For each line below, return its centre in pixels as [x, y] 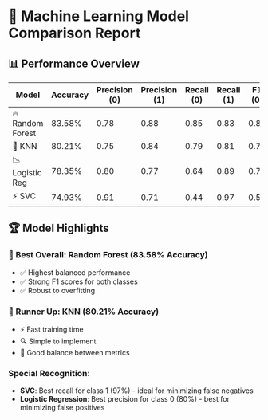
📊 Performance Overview [74, 63]
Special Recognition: [49, 373]
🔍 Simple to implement [58, 341]
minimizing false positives [62, 408]
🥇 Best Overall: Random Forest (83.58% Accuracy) [108, 255]
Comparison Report [75, 33]
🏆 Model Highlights [59, 228]
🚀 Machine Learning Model [99, 16]
